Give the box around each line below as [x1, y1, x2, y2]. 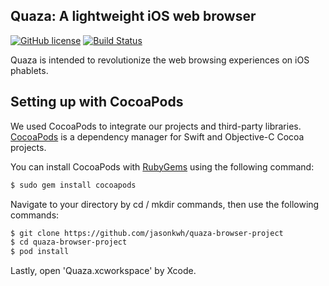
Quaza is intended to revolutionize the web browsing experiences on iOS [10, 54, 310, 66]
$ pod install [10, 247, 70, 257]
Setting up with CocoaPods [10, 94, 184, 111]
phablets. [10, 64, 49, 76]
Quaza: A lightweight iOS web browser [10, 8, 257, 25]
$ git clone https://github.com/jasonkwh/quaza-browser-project [10, 228, 284, 238]
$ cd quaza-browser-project [10, 237, 128, 248]
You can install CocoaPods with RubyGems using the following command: [10, 160, 315, 173]
